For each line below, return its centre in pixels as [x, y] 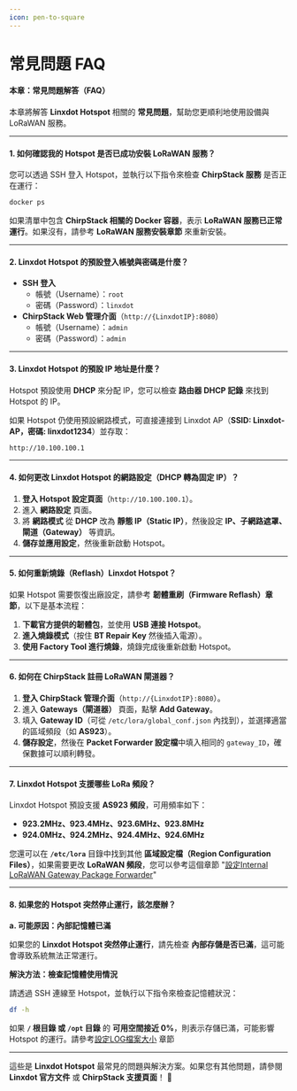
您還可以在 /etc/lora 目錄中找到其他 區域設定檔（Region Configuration [140, 854]
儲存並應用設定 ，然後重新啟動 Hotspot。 [95, 543]
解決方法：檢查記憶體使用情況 [63, 974]
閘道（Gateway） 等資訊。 [71, 531]
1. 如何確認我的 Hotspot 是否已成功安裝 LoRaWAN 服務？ [112, 153]
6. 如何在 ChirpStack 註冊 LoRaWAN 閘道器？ [92, 677]
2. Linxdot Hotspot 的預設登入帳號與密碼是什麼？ [99, 261]
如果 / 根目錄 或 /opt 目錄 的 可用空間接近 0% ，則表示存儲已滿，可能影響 [142, 1028]
